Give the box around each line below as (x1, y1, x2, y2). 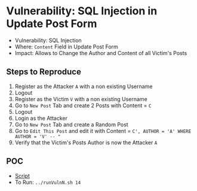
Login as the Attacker (14, 114, 67, 122)
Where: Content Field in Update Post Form (14, 43, 118, 50)
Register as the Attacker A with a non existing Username (14, 83, 153, 90)
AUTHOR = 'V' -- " (14, 134, 61, 140)
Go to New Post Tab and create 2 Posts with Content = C (14, 102, 152, 109)
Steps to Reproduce (6, 67, 82, 77)
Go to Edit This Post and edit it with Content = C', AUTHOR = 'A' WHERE (14, 127, 192, 134)
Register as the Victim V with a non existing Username (14, 95, 147, 102)
